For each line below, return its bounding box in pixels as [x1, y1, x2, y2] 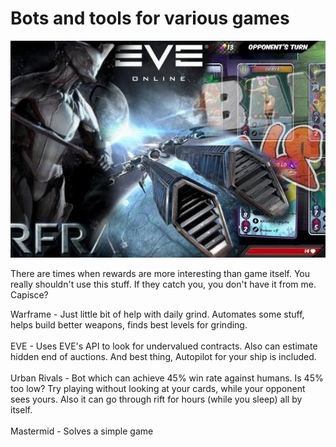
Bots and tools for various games [10, 7, 290, 30]
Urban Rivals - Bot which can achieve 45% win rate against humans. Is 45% [10, 372, 324, 384]
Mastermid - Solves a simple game [10, 425, 154, 437]
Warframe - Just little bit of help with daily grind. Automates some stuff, [10, 308, 305, 321]
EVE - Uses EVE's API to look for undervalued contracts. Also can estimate [10, 340, 318, 352]
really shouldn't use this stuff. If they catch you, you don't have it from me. [10, 278, 317, 291]
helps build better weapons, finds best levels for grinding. [10, 319, 248, 331]
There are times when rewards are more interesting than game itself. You [10, 268, 311, 280]
